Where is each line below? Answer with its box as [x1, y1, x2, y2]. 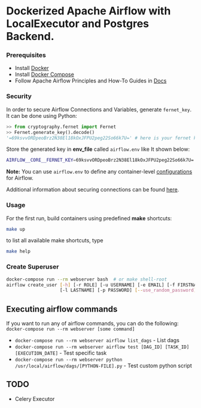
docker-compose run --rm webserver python [14, 357, 123, 363]
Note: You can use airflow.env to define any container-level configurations [6, 168, 193, 175]
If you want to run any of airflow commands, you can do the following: [6, 320, 179, 327]
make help [6, 248, 31, 255]
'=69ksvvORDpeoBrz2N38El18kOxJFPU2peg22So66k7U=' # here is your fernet [6, 135, 191, 141]
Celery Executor [14, 395, 55, 402]
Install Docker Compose [14, 71, 75, 78]
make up [6, 226, 26, 232]
